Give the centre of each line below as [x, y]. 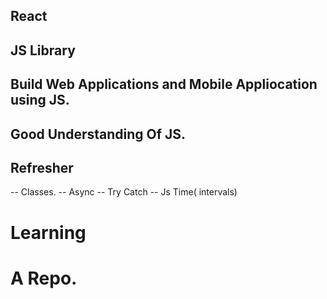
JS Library [43, 50]
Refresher [42, 167]
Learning [48, 232]
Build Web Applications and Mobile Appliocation [164, 84]
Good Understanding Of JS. [98, 134]
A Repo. [44, 278]
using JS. [40, 100]
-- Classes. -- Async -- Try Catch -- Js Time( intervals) [124, 192]
